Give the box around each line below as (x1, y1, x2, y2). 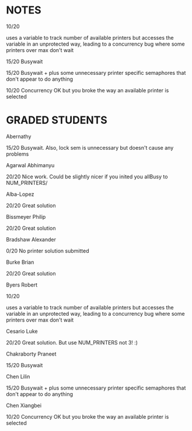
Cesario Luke (6, 327, 38, 335)
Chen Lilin (6, 373, 30, 380)
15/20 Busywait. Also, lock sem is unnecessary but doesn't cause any (6, 144, 174, 151)
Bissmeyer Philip (6, 213, 46, 220)
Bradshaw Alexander (6, 236, 57, 243)
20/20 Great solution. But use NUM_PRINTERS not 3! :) (6, 339, 138, 346)
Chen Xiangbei (6, 402, 42, 409)
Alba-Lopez (6, 191, 34, 198)
